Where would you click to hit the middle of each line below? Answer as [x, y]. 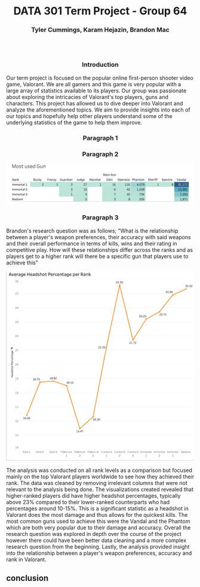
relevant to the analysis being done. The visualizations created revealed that [100, 489]
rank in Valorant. [26, 559]
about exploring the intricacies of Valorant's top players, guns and [87, 97]
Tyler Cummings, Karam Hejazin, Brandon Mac [100, 30]
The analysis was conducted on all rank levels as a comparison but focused [99, 470]
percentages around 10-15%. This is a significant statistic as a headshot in [98, 508]
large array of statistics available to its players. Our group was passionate [96, 91]
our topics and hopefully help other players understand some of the [90, 116]
